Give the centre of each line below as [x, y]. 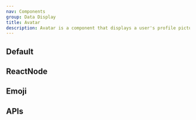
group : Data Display [31, 17]
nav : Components [26, 11]
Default [20, 51]
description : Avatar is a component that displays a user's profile [91, 28]
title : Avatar [23, 22]
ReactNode [27, 72]
